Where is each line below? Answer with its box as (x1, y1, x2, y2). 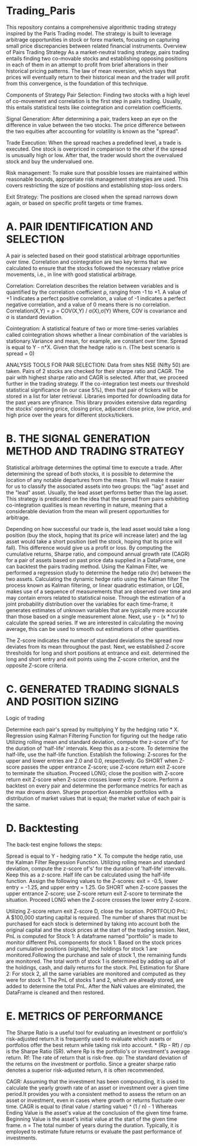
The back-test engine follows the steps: (6, 841, 102, 848)
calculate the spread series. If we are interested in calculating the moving (6, 619, 183, 626)
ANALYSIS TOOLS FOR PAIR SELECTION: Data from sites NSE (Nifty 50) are (6, 361, 190, 368)
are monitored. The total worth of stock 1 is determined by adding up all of (6, 958, 186, 965)
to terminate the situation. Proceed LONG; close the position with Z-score (6, 769, 184, 776)
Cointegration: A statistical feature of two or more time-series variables (6, 325, 179, 332)
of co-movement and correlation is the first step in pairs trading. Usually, (6, 97, 182, 104)
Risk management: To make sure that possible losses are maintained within (6, 169, 188, 176)
